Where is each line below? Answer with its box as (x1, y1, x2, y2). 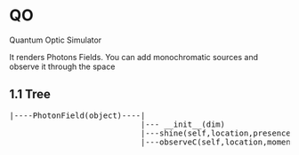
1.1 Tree (9, 87, 52, 102)
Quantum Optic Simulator (9, 35, 102, 45)
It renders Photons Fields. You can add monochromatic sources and (9, 51, 259, 62)
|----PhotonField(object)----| (9, 110, 146, 120)
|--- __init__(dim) (141, 119, 225, 129)
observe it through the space (9, 61, 116, 72)
